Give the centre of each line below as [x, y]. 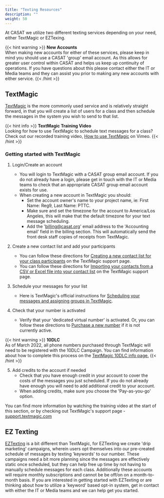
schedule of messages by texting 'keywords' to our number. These [72, 454]
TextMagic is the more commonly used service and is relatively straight [77, 106]
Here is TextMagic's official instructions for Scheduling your [80, 296]
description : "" [21, 14]
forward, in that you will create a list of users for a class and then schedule [80, 111]
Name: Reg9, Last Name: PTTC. [59, 206]
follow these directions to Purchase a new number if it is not [80, 325]
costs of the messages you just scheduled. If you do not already [84, 381]
